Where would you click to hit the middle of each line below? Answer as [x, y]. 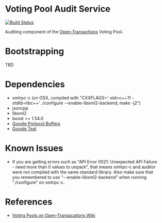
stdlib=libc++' [26, 103]
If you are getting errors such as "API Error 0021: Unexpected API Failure [85, 161]
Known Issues [34, 148]
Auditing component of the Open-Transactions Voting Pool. [64, 32]
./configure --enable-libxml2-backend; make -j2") [91, 103]
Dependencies [35, 85]
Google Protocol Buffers [36, 123]
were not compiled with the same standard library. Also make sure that [83, 172]
